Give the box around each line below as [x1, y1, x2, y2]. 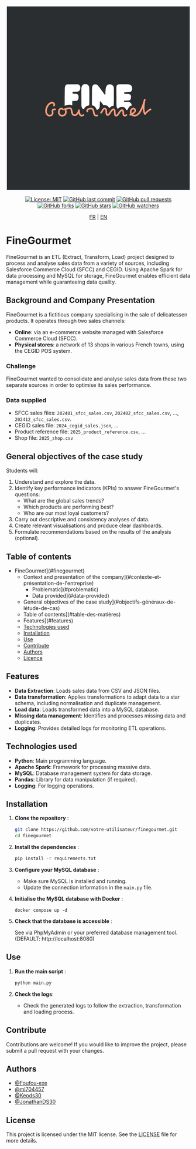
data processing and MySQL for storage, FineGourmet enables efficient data [6, 272, 191, 279]
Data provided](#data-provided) [32, 592, 109, 599]
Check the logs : [14, 990, 54, 998]
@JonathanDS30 [14, 1099, 56, 1106]
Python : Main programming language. [14, 757, 107, 764]
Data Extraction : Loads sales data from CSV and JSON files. [14, 687, 161, 694]
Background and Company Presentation [6, 295, 155, 305]
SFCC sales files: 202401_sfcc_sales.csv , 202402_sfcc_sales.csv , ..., [14, 409, 179, 417]
